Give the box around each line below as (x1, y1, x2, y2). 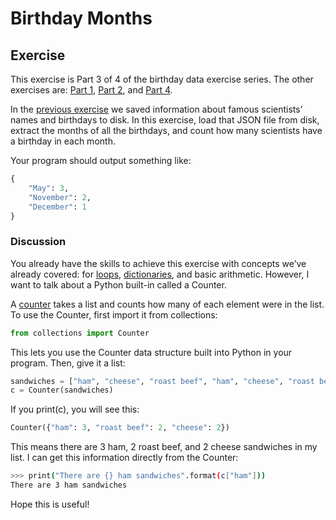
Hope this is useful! (10, 498, 90, 510)
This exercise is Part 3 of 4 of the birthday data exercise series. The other (10, 73, 314, 85)
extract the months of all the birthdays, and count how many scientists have (10, 125, 323, 136)
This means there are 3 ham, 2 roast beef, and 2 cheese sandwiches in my (10, 441, 318, 453)
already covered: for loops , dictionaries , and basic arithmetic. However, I (10, 268, 310, 280)
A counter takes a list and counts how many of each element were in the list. (10, 298, 325, 310)
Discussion (10, 235, 67, 249)
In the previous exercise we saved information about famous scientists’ (10, 103, 303, 115)
